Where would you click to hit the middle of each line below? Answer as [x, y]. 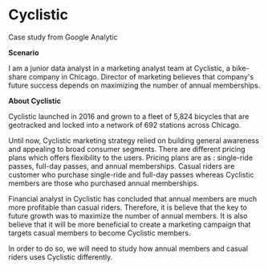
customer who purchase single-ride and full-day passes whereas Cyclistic [131, 174]
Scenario [24, 52]
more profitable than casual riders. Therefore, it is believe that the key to [128, 207]
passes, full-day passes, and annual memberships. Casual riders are [122, 166]
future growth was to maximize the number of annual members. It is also [128, 215]
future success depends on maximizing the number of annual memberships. [134, 85]
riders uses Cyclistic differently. [61, 257]
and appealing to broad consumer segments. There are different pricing [127, 149]
